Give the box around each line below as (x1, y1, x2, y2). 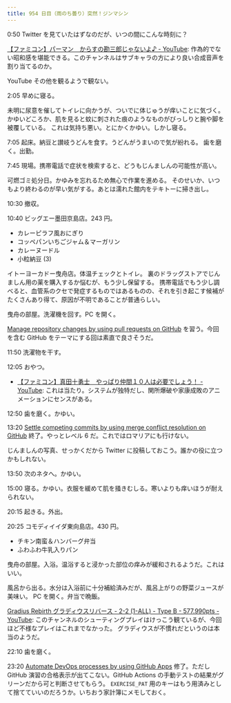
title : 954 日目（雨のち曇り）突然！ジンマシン (7, 10, 129, 17)
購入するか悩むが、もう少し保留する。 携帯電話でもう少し (49, 278, 214, 286)
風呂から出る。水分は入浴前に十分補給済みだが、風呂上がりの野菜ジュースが (7, 583, 224, 592)
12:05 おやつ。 (7, 362, 48, 371)
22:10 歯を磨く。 (7, 647, 55, 655)
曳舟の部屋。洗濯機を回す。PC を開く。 (7, 310, 119, 318)
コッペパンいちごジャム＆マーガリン (17, 237, 121, 245)
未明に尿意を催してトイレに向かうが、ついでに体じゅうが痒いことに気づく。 (7, 106, 224, 114)
